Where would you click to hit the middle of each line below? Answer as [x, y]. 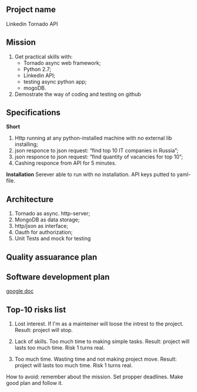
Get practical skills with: [44, 57]
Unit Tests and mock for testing [53, 238]
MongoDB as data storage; [47, 220]
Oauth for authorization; [44, 232]
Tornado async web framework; [62, 63]
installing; [26, 144]
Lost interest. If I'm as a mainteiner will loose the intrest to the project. [99, 324]
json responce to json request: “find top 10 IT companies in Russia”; [96, 151]
